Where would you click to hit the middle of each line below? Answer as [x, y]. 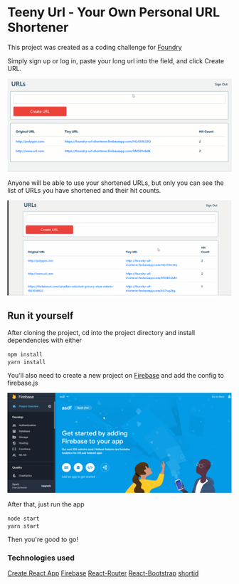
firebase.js [23, 383]
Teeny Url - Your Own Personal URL [114, 12]
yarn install [27, 362]
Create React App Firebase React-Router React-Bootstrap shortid [103, 573]
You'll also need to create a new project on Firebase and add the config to [116, 376]
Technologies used [41, 558]
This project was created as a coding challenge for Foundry [95, 47]
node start [23, 519]
